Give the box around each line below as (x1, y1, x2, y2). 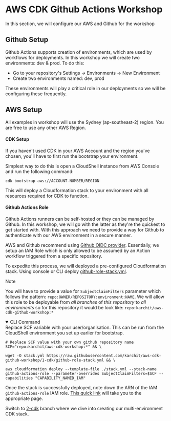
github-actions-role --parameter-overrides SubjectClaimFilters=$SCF (5, 371, 157, 376)
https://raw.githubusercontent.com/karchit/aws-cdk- (46, 353, 161, 358)
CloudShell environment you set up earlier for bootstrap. (5, 329, 124, 336)
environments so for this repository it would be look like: (5, 304, 124, 310)
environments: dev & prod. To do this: (5, 60, 84, 66)
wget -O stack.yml (5, 353, 45, 358)
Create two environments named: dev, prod (12, 75, 105, 81)
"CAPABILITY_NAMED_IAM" (35, 375, 86, 381)
